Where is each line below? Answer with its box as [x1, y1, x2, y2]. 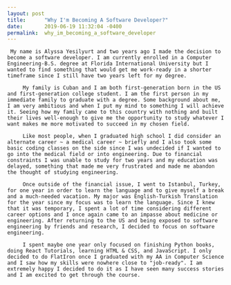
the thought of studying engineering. [7, 169, 119, 176]
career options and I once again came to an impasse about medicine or [7, 211, 218, 218]
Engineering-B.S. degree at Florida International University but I [7, 60, 209, 68]
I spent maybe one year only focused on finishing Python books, [22, 242, 215, 248]
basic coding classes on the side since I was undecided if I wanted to [7, 145, 221, 152]
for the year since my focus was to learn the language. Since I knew [7, 199, 215, 206]
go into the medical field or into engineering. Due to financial [7, 151, 203, 158]
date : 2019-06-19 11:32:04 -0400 [7, 23, 122, 30]
